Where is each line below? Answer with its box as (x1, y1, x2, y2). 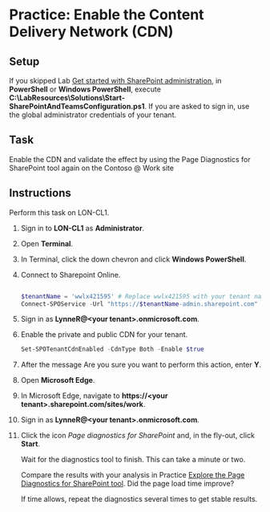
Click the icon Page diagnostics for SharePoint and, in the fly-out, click (20, 431, 256, 441)
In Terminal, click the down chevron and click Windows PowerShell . (20, 254, 247, 264)
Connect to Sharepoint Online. (20, 270, 121, 279)
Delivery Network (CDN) (9, 22, 174, 41)
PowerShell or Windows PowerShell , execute (9, 84, 161, 94)
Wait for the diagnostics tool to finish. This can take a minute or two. (20, 455, 246, 465)
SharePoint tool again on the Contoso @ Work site (9, 163, 175, 173)
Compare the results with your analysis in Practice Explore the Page (20, 470, 245, 480)
